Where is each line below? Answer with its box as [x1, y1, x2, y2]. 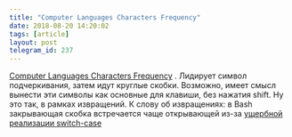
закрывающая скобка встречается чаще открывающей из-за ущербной [9, 109, 283, 119]
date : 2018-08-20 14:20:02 [9, 21, 109, 30]
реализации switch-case [9, 117, 102, 129]
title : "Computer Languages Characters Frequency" [9, 12, 201, 22]
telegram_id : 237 [9, 46, 74, 55]
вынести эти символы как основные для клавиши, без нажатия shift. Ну [9, 90, 284, 101]
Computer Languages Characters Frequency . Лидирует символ [9, 70, 247, 81]
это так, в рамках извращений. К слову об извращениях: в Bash [9, 99, 253, 109]
